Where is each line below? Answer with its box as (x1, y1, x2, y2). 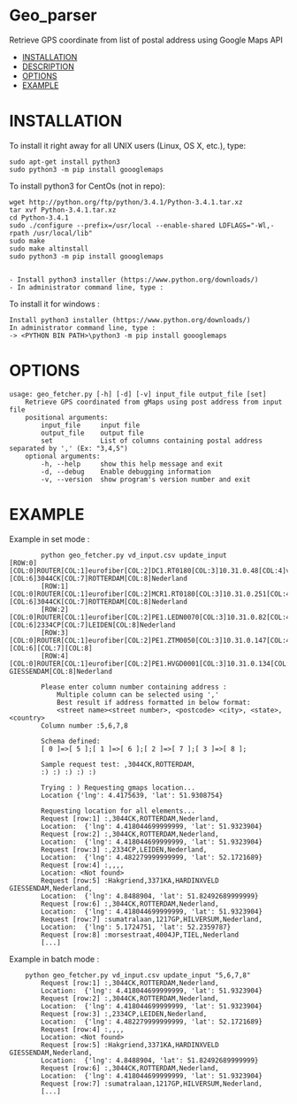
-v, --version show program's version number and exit (41, 475, 251, 483)
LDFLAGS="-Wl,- (218, 220, 275, 230)
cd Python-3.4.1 (9, 213, 69, 222)
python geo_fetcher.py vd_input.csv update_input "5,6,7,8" (25, 970, 251, 979)
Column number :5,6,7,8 (41, 721, 128, 730)
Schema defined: (41, 737, 101, 745)
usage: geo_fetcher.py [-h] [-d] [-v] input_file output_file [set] (9, 390, 267, 398)
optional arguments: (25, 452, 101, 460)
